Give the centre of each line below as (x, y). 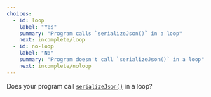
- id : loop (29, 20)
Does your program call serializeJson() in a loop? (80, 86)
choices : (19, 14)
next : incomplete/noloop (55, 66)
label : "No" (36, 53)
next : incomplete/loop (52, 40)
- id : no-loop (33, 46)
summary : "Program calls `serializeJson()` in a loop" (101, 33)
